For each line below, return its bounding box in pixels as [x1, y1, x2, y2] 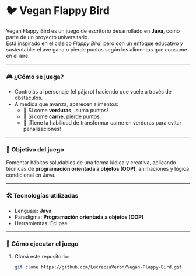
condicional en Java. [6, 171, 56, 178]
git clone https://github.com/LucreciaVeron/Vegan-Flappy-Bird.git [14, 264, 182, 270]
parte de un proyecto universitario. [6, 33, 89, 40]
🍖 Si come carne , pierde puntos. [23, 113, 101, 120]
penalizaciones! [23, 126, 61, 133]
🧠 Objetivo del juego [6, 146, 64, 154]
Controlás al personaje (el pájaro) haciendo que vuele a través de [14, 88, 172, 95]
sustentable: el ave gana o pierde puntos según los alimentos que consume [6, 46, 188, 53]
